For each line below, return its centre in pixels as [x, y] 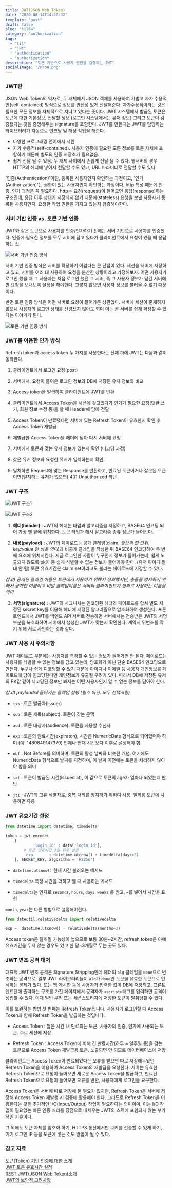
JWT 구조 [17, 491]
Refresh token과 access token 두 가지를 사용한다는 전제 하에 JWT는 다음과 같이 [86, 353]
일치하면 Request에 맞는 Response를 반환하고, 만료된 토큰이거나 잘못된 [84, 471]
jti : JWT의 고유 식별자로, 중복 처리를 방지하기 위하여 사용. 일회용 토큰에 [86, 795]
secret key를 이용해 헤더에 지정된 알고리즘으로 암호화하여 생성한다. [90, 609]
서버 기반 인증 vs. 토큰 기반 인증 [42, 219]
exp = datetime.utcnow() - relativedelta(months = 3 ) [63, 928]
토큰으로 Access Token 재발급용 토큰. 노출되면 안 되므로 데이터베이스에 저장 [89, 1050]
